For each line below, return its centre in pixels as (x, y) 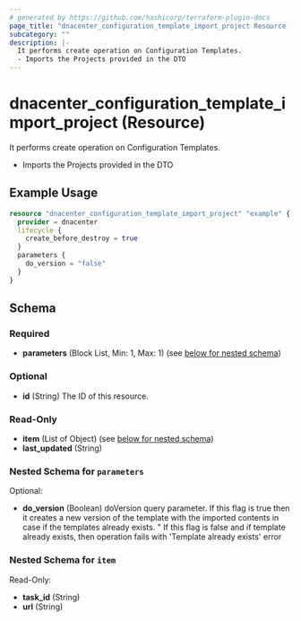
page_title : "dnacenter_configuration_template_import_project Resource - (152, 26)
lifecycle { (40, 230)
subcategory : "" (39, 34)
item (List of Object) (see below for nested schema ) (118, 438)
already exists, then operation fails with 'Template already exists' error (152, 537)
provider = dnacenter (58, 222)
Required (30, 333)
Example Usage (54, 193)
